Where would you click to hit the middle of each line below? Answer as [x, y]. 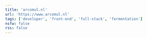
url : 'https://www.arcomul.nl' [37, 14]
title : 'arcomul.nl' [26, 10]
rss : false [16, 28]
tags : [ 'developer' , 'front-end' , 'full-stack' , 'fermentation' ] [74, 19]
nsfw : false [17, 23]
